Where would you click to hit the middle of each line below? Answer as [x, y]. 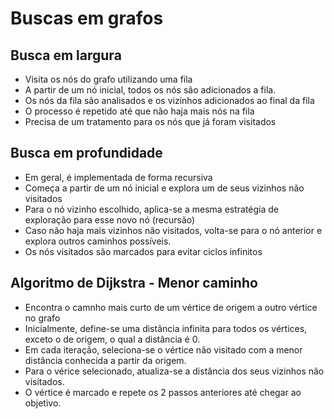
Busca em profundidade [86, 153]
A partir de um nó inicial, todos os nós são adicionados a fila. [150, 90]
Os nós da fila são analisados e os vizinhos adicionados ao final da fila [169, 100]
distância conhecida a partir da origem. [105, 360]
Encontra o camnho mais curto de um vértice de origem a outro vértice [171, 307]
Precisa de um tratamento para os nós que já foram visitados [150, 121]
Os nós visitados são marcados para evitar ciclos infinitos [143, 251]
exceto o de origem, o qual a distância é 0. [112, 339]
